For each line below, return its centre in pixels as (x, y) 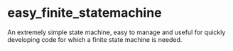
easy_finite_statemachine (85, 13)
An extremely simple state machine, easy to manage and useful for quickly (116, 32)
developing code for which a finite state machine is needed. (95, 39)
